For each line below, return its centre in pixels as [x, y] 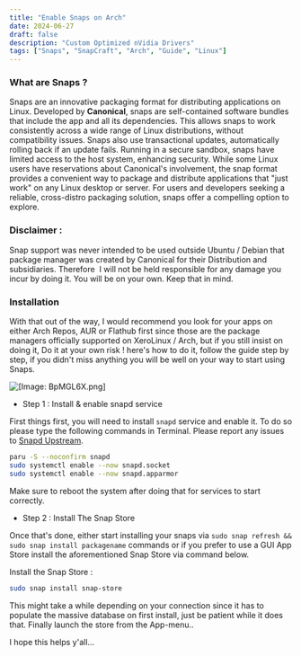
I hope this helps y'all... [52, 642]
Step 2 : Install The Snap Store [79, 518]
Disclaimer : [36, 230]
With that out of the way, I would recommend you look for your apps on [141, 322]
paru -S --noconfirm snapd [60, 457]
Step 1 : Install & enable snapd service [93, 404]
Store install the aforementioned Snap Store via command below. [129, 554]
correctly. [27, 501]
